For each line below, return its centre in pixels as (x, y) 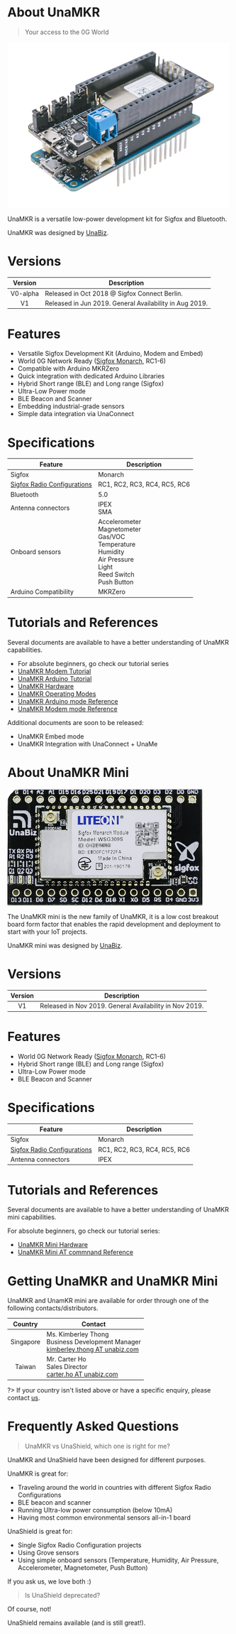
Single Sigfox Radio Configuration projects (79, 1545)
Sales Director (67, 1367)
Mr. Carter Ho (66, 1359)
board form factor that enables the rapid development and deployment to (114, 924)
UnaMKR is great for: (38, 1474)
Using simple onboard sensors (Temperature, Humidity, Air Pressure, (118, 1560)
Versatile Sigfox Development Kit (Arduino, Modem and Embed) (110, 354)
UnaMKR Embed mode (51, 736)
